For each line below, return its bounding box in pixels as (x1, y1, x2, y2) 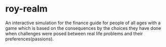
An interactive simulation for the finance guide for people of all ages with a (5, 20, 161, 26)
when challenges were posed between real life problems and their (5, 30, 143, 36)
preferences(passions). (5, 36, 54, 42)
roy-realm (5, 3, 48, 15)
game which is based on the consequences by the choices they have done (5, 25, 161, 31)
